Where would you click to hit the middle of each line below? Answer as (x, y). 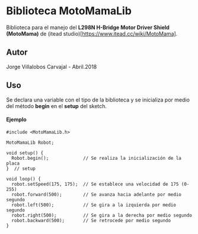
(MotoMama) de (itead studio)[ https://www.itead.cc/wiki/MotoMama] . (92, 33)
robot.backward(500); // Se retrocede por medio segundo (91, 220)
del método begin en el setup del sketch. (57, 106)
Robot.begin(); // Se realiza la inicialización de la (97, 158)
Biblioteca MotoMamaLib (69, 11)
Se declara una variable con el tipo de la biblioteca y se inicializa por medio (98, 100)
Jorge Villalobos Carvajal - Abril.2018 (52, 67)
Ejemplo (16, 119)
